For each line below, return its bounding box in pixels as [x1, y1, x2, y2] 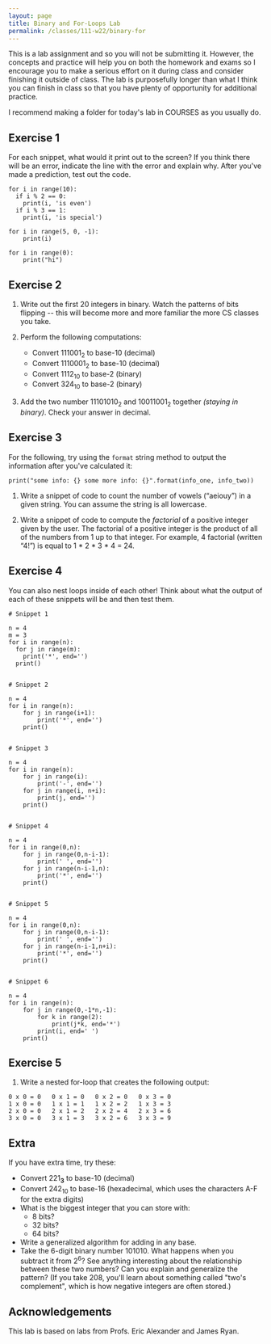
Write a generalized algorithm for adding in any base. [19, 1237, 197, 1247]
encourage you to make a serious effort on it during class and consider [8, 66, 244, 76]
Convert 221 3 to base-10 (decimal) [19, 1173, 135, 1185]
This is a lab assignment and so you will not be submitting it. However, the [8, 49, 254, 59]
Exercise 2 [8, 278, 62, 292]
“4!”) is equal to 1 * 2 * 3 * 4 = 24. [19, 541, 135, 550]
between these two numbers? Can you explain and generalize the [19, 1264, 238, 1274]
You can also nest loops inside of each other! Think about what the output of [8, 585, 263, 595]
